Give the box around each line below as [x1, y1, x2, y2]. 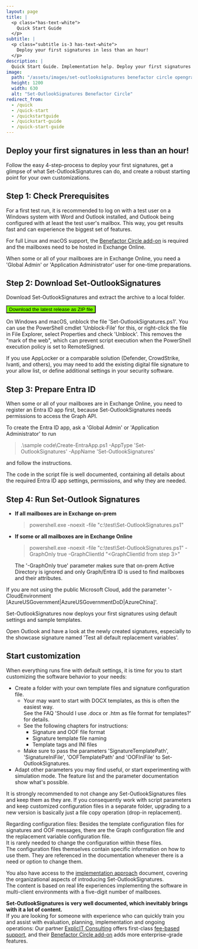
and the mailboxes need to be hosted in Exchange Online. [6, 243, 146, 250]
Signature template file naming [32, 735, 107, 742]
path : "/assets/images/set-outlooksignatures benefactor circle [11, 74, 173, 80]
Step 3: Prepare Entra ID [6, 384, 96, 394]
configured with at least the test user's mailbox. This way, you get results [6, 219, 184, 226]
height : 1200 [11, 80, 44, 86]
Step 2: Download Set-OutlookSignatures [6, 278, 161, 288]
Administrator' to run [6, 431, 57, 438]
